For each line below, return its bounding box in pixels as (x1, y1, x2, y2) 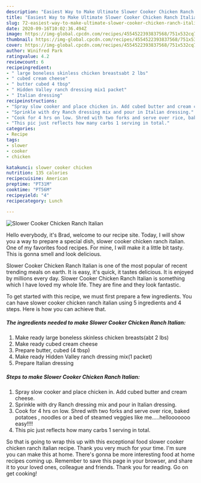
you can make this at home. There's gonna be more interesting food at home (6, 451, 195, 458)
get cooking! (6, 470, 38, 477)
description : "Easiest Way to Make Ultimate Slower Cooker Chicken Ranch (6, 8, 194, 15)
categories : (6, 126, 36, 132)
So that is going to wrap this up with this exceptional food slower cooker (6, 438, 184, 445)
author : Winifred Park (6, 48, 63, 54)
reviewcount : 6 (6, 59, 44, 65)
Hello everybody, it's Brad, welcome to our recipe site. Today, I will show (6, 231, 185, 239)
